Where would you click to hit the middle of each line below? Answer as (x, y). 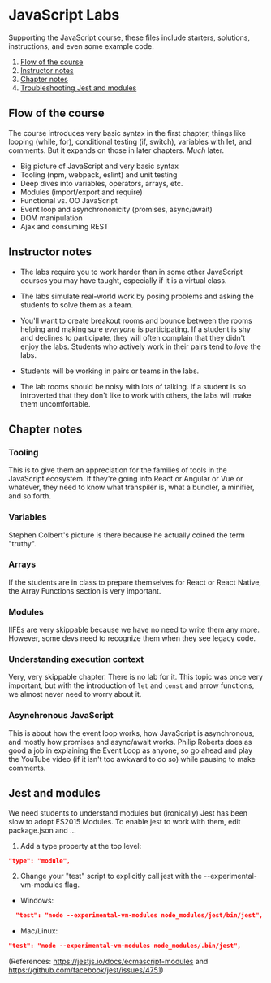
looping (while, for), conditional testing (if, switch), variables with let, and (130, 141)
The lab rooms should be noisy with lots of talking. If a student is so (133, 386)
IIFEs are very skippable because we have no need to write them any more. (134, 630)
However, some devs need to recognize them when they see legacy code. (132, 638)
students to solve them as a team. (77, 304)
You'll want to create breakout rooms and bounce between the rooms (136, 320)
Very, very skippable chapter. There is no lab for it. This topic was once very (136, 677)
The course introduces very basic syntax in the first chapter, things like (127, 133)
